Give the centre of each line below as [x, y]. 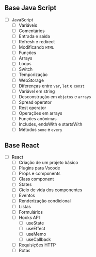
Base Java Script [31, 8]
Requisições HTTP [37, 245]
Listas [25, 206]
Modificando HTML [36, 47]
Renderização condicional [45, 201]
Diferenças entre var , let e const [52, 86]
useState [35, 223]
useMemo [36, 234]
